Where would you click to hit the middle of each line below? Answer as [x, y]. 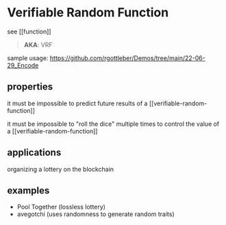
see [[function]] [29, 31]
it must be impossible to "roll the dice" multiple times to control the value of [113, 124]
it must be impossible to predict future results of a [77, 103]
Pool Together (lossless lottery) [61, 207]
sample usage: [28, 58]
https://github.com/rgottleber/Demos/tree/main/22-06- [127, 58]
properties [30, 87]
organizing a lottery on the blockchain [61, 169]
